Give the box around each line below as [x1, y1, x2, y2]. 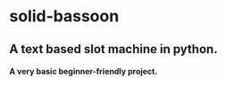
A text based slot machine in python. [9, 42, 218, 57]
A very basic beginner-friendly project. [9, 66, 158, 77]
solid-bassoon [9, 6, 120, 27]
